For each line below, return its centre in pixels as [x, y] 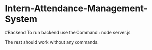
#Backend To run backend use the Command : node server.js [68, 32]
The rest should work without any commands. [52, 42]
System [21, 19]
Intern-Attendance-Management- [76, 9]
